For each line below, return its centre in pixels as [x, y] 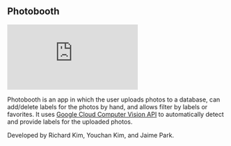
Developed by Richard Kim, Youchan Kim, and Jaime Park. [91, 135]
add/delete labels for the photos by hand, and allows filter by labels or [107, 106]
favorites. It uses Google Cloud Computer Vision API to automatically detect [115, 114]
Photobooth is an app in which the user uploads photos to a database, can [114, 99]
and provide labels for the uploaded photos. [70, 122]
